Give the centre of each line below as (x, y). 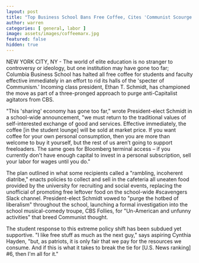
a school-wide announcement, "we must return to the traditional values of (96, 117)
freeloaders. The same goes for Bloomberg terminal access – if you (88, 148)
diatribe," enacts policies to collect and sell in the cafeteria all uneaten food (98, 179)
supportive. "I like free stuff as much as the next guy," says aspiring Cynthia (99, 235)
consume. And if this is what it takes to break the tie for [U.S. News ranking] (99, 248)
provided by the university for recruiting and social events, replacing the (94, 185)
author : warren (25, 23)
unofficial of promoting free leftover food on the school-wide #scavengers (97, 192)
